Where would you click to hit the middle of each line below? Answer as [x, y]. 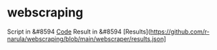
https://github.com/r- [180, 32]
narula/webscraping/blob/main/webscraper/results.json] [87, 38]
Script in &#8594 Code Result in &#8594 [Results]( [79, 32]
